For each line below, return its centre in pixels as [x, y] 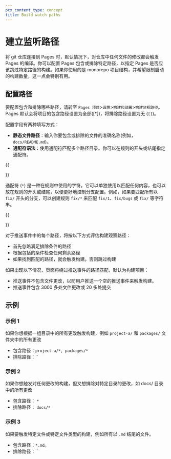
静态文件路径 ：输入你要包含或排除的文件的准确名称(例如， [74, 135]
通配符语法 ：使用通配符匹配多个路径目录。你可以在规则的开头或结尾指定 [89, 148]
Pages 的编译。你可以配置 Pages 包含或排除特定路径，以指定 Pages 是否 [82, 63]
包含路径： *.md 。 [31, 445]
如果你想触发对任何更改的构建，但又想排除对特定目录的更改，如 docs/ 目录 [84, 384]
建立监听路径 [33, 42]
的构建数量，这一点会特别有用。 [39, 76]
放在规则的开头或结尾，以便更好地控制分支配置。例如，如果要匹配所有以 [81, 192]
